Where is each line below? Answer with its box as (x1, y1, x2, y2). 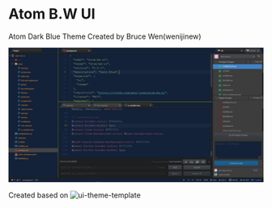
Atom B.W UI (8, 5, 96, 23)
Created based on (8, 190, 69, 200)
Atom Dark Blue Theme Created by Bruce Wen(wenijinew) (8, 31, 202, 41)
